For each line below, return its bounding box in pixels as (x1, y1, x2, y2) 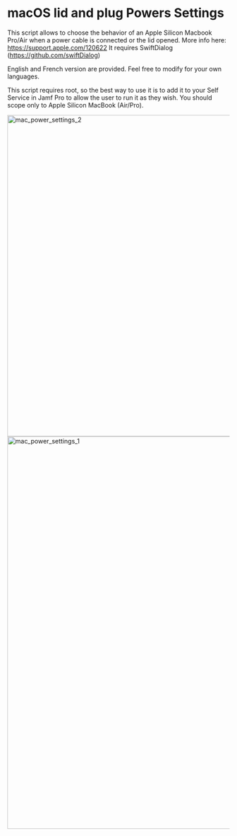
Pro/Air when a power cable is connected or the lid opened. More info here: (7, 35, 227, 44)
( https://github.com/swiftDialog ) (7, 51, 101, 59)
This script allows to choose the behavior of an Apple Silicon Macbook (7, 28, 212, 37)
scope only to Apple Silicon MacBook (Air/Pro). (7, 100, 144, 109)
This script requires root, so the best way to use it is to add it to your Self (7, 86, 219, 94)
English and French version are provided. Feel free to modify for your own (7, 64, 222, 73)
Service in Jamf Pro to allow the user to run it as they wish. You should (7, 93, 213, 102)
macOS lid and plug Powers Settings (7, 5, 224, 21)
